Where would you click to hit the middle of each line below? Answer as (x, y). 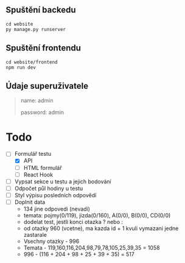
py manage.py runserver (36, 29)
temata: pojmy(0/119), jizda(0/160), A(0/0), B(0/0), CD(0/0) (97, 215)
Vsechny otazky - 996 (51, 241)
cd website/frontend (32, 62)
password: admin (42, 113)
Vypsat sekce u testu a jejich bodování (63, 181)
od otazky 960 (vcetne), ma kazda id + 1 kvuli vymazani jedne (101, 228)
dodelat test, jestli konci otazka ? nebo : (73, 222)
